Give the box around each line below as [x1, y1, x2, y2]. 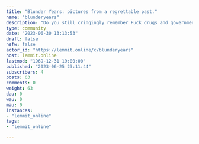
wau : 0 [6, 96, 23, 102]
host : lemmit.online [6, 53, 57, 58]
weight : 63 [6, 86, 33, 91]
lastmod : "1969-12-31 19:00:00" [6, 58, 86, 64]
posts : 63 [6, 74, 31, 80]
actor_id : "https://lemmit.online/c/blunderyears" [6, 47, 134, 53]
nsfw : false [6, 42, 36, 48]
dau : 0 [6, 91, 23, 97]
